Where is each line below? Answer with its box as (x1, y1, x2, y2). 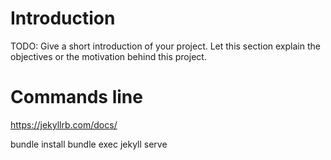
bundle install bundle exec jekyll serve (10, 138, 168, 150)
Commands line (10, 86, 143, 109)
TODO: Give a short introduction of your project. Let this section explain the (10, 40, 321, 52)
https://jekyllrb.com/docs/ (10, 118, 118, 131)
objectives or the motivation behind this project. (10, 50, 207, 62)
